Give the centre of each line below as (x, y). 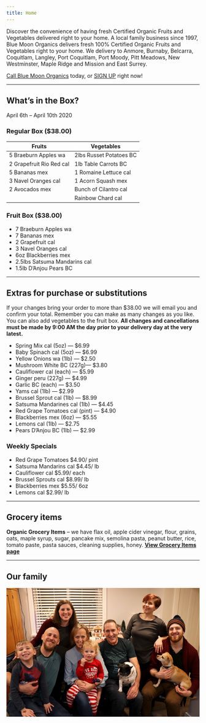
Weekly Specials (32, 446)
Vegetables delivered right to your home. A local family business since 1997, (102, 37)
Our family (27, 576)
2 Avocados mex (30, 189)
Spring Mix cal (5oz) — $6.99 (52, 346)
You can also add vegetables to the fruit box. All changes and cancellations (103, 321)
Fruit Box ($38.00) (34, 216)
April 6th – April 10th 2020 (39, 115)
